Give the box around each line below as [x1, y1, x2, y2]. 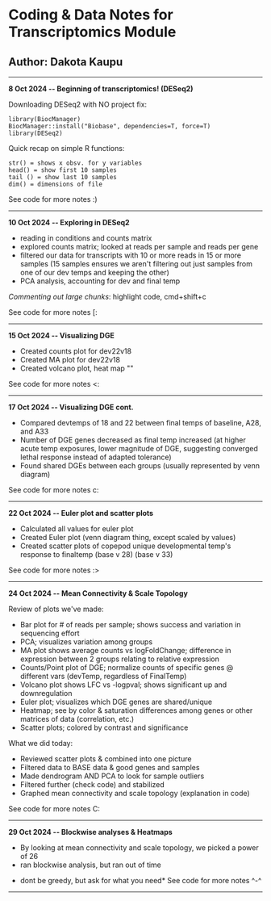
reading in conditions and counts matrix [19, 233, 152, 243]
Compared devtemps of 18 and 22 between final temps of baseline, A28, [19, 418, 262, 427]
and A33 [19, 426, 49, 436]
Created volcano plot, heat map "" [19, 363, 134, 373]
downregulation [19, 689, 73, 698]
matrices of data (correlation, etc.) [19, 715, 135, 723]
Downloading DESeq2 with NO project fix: [8, 99, 148, 109]
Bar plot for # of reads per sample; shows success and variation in [19, 620, 241, 629]
